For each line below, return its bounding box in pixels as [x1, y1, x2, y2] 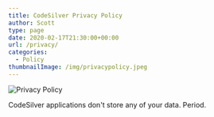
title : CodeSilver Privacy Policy [8, 11, 123, 20]
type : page [8, 26, 45, 34]
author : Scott [8, 19, 56, 27]
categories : [8, 48, 48, 56]
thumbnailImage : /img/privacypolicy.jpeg [8, 63, 148, 71]
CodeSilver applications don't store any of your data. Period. [8, 100, 207, 109]
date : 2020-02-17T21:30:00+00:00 [8, 33, 119, 42]
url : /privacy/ [8, 41, 59, 49]
